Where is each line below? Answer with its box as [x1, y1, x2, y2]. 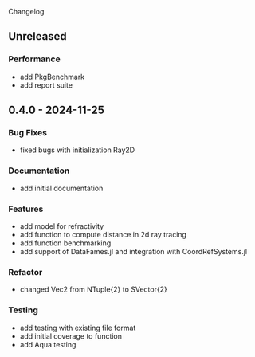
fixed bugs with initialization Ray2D [19, 145, 135, 155]
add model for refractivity [19, 221, 104, 230]
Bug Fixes [8, 127, 48, 138]
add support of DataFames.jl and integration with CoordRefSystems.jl [19, 246, 248, 256]
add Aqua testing [19, 339, 76, 349]
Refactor [8, 266, 43, 277]
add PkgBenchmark [19, 72, 85, 81]
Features [8, 203, 44, 214]
